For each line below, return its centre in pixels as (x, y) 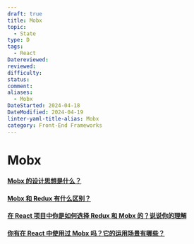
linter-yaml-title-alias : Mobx (53, 118)
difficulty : (25, 73)
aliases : (20, 92)
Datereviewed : (28, 60)
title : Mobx (25, 20)
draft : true (25, 14)
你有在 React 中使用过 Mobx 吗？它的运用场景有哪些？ (86, 233)
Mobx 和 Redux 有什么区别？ (49, 198)
